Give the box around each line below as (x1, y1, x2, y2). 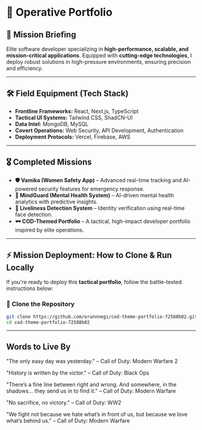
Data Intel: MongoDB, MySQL (14, 120, 89, 127)
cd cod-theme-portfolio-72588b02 (6, 319, 90, 325)
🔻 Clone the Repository (6, 300, 75, 308)
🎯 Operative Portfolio (6, 5, 113, 19)
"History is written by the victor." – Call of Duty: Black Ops (6, 369, 150, 376)
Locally (6, 262, 34, 273)
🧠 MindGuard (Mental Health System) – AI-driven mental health (14, 191, 174, 198)
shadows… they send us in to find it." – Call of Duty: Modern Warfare (6, 387, 176, 394)
